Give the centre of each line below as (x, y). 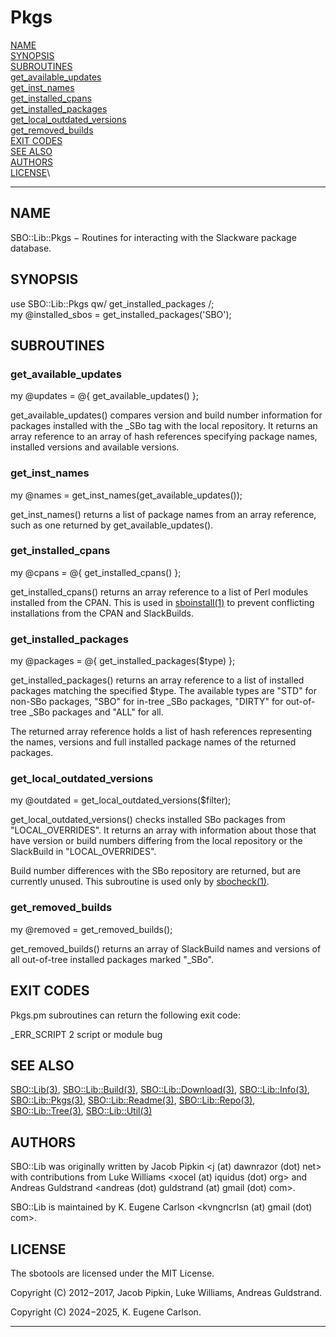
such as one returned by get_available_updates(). (112, 525)
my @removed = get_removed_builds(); (91, 929)
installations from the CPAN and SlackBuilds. (102, 613)
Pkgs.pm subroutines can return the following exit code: (125, 1015)
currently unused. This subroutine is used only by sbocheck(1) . (140, 882)
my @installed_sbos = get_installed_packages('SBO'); (121, 314)
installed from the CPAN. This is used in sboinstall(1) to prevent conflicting (162, 602)
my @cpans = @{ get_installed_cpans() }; (96, 572)
